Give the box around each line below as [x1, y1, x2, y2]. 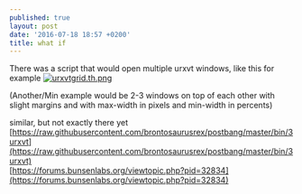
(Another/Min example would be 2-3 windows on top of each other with [9, 90, 275, 101]
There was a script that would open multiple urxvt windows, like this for [9, 63, 275, 74]
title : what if [9, 38, 67, 48]
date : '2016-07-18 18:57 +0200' [9, 30, 131, 39]
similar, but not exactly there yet [9, 117, 129, 128]
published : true [9, 13, 70, 23]
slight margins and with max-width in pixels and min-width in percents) [9, 100, 273, 111]
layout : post [9, 22, 59, 31]
